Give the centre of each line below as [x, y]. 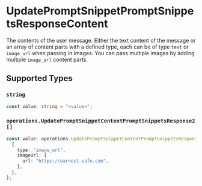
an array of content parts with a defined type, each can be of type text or [98, 47]
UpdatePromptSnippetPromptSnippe [100, 11]
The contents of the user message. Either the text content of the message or [101, 40]
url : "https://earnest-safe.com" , [66, 161]
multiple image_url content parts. [47, 59]
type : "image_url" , [41, 150]
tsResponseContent [57, 24]
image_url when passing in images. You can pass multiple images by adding [100, 53]
